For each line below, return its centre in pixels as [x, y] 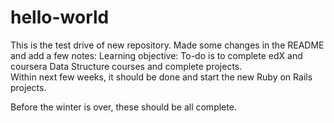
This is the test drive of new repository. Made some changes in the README [167, 45]
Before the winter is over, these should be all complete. [123, 107]
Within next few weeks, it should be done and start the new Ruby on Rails [161, 77]
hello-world [60, 17]
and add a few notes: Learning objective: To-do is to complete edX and [156, 55]
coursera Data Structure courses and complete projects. [126, 66]
